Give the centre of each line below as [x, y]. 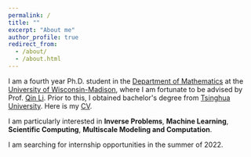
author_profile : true [44, 37]
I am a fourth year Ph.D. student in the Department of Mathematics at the [126, 81]
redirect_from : [33, 45]
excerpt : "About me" [42, 30]
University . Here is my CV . [50, 105]
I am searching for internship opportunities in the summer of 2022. [116, 145]
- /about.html [38, 59]
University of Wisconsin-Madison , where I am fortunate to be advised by [125, 89]
